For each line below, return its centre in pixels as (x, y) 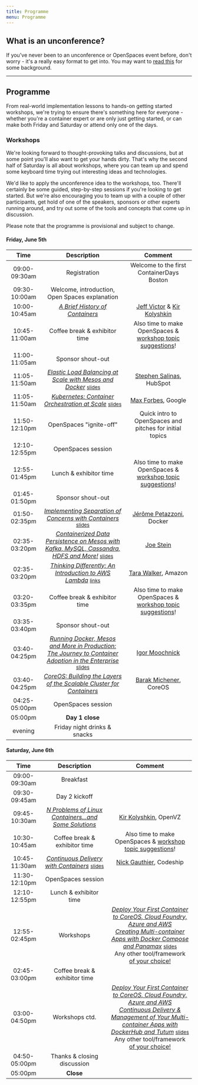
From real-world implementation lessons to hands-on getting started (89, 106)
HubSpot (158, 383)
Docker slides (83, 387)
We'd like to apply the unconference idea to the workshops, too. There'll (94, 183)
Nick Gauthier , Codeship (150, 862)
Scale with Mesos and (83, 380)
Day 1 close (83, 717)
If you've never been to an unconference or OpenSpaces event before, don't (99, 55)
